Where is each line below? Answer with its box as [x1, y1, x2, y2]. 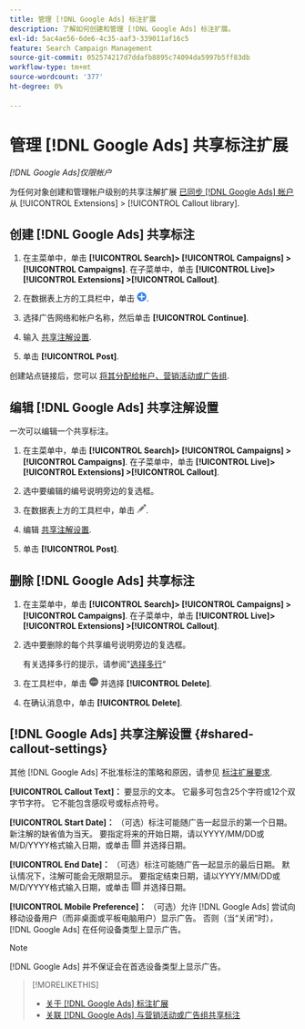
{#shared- [194, 726, 255, 742]
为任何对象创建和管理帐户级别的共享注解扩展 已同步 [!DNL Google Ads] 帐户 [9, 186, 294, 197]
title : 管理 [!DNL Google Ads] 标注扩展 [9, 15, 157, 24]
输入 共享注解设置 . [22, 332, 92, 343]
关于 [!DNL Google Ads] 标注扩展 [45, 998, 169, 1009]
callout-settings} [9, 741, 108, 756]
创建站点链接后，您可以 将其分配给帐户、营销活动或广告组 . [9, 370, 229, 382]
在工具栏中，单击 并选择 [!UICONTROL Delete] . [22, 678, 212, 688]
